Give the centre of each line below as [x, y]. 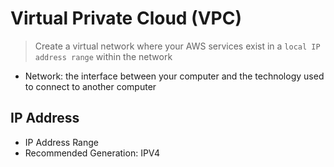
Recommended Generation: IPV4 [92, 153]
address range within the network [103, 56]
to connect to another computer [90, 86]
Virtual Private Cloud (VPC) [126, 18]
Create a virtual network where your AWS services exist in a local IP [177, 46]
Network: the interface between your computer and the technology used [174, 76]
